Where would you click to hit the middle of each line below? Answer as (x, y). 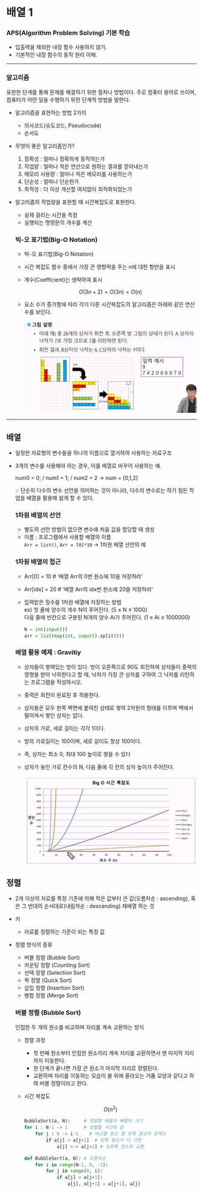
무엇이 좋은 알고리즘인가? (45, 145)
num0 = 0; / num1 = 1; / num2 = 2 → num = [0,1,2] (76, 478)
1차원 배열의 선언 (38, 515)
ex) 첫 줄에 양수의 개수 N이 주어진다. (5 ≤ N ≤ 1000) (86, 609)
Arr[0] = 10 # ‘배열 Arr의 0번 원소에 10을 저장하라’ (83, 576)
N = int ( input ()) (46, 629)
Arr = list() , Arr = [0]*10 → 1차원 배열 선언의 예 (85, 545)
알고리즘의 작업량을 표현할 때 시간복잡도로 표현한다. (76, 202)
